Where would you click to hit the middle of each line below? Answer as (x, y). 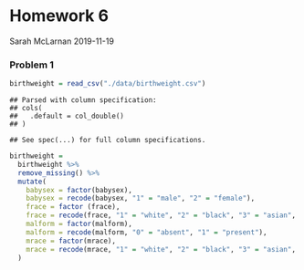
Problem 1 (32, 65)
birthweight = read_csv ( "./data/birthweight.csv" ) (108, 84)
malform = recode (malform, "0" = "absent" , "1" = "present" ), (147, 232)
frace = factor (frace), (73, 207)
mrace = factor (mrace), (71, 241)
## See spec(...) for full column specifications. (108, 140)
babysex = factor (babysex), (79, 190)
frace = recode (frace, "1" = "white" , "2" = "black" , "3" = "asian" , (161, 215)
